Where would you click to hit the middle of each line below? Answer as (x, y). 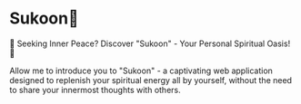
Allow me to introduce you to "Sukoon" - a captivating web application (141, 71)
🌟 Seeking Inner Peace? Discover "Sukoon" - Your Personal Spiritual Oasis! (150, 43)
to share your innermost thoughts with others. (95, 90)
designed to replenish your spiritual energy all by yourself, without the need (151, 80)
